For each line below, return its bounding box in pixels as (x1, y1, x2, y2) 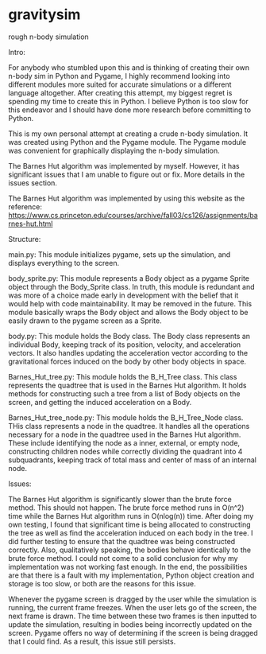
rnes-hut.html (8, 219, 53, 228)
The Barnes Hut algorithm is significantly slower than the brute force (8, 494, 232, 504)
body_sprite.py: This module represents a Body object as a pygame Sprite (8, 273, 250, 283)
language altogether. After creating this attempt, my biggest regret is (8, 88, 233, 97)
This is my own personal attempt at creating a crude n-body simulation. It (8, 129, 249, 138)
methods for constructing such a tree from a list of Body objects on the (8, 388, 241, 399)
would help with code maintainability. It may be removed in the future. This (8, 298, 253, 308)
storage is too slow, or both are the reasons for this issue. (8, 578, 196, 588)
